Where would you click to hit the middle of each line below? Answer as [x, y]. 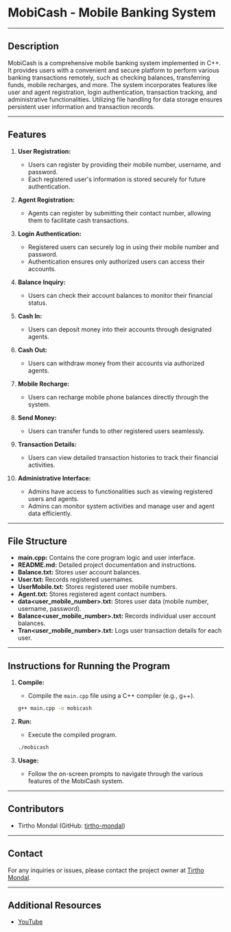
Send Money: [37, 417]
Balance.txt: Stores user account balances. [79, 572]
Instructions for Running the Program [89, 666]
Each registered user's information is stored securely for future [117, 179]
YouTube [30, 922]
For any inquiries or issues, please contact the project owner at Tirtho [106, 870]
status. [37, 303]
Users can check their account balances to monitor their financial [120, 295]
